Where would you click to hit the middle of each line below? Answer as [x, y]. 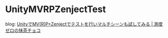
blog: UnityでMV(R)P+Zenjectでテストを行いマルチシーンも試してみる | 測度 [84, 24]
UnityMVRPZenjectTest [55, 9]
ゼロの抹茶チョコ [23, 30]
